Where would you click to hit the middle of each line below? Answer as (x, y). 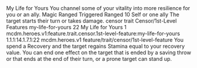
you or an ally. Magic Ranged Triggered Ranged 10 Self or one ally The (93, 14)
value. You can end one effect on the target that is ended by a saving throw (99, 52)
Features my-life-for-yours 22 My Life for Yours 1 (66, 27)
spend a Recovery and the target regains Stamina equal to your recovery (96, 46)
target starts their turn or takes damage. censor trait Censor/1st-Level (92, 21)
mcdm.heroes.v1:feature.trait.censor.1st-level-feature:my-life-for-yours (93, 33)
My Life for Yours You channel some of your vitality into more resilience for (98, 8)
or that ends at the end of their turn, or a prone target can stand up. (89, 59)
